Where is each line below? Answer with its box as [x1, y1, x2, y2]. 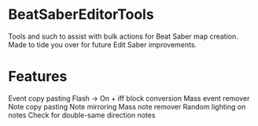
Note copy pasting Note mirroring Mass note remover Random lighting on [8, 102, 246, 111]
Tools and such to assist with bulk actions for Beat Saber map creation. [8, 31, 238, 41]
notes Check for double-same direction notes [8, 110, 156, 120]
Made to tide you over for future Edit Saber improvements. [8, 39, 197, 49]
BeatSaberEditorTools [8, 6, 155, 24]
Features [8, 68, 68, 86]
